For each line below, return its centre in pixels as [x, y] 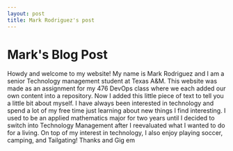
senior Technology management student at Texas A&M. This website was [112, 81]
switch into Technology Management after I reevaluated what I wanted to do [116, 125]
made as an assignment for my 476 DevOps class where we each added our [116, 88]
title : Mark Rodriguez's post [51, 20]
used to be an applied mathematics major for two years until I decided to [111, 118]
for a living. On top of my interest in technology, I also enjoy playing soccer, [115, 133]
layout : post [26, 14]
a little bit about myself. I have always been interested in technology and [111, 103]
